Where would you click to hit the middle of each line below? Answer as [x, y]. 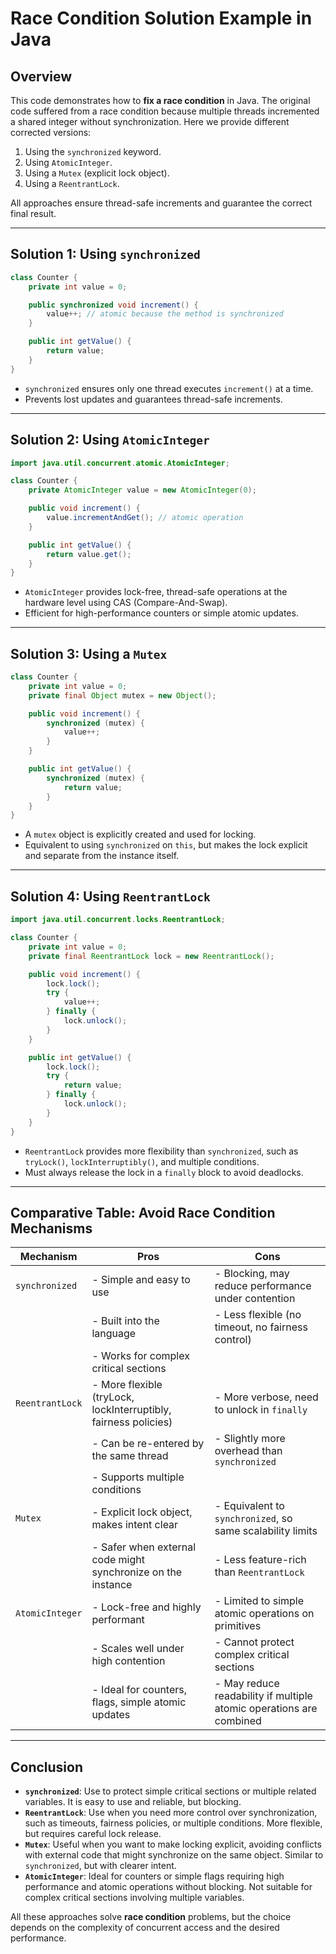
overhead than [248, 1451]
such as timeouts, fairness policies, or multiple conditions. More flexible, [173, 1823]
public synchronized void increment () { [113, 305]
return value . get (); [89, 554]
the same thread [130, 1456]
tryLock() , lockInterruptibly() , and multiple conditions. [142, 1161]
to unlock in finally [261, 1410]
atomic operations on [264, 1614]
